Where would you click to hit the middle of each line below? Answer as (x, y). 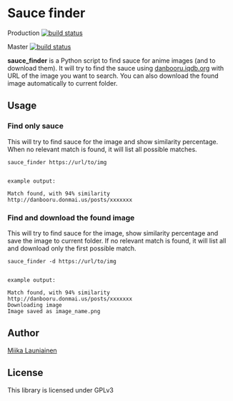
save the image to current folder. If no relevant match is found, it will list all (117, 240)
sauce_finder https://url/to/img (57, 162)
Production (24, 33)
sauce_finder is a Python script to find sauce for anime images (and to (111, 60)
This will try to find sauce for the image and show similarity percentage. (113, 141)
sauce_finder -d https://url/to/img (62, 261)
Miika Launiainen (32, 350)
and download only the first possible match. (72, 248)
